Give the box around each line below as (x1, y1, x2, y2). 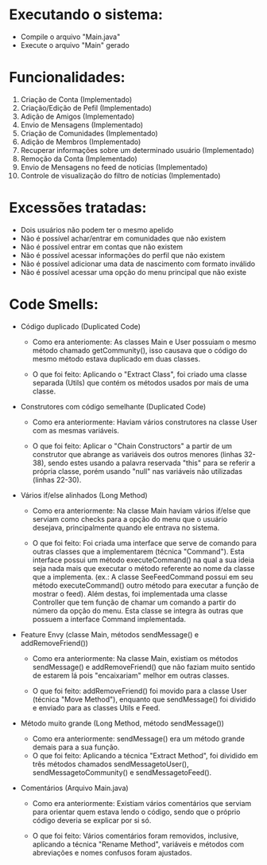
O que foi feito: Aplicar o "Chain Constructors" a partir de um (32, 440, 233, 451)
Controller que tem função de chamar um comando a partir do (32, 597, 237, 607)
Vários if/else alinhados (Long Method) (20, 490, 148, 499)
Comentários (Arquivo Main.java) (20, 783, 130, 793)
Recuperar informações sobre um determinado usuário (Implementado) (20, 145, 255, 155)
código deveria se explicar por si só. (32, 815, 152, 825)
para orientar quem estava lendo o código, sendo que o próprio (32, 807, 241, 816)
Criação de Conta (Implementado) (20, 94, 133, 104)
